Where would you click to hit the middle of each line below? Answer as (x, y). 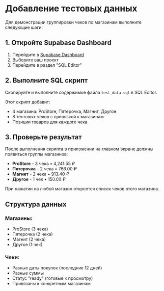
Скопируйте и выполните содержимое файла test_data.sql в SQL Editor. (81, 92)
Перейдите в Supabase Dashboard (48, 54)
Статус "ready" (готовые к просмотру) (53, 278)
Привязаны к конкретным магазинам (51, 284)
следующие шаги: (24, 27)
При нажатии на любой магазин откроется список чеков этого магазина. (82, 189)
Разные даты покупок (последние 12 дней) (57, 268)
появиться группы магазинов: (37, 154)
